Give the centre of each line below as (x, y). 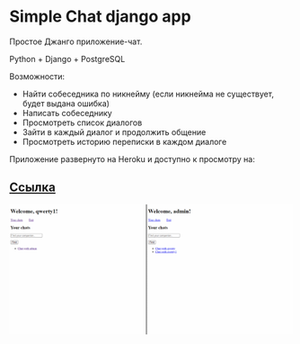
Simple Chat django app (100, 17)
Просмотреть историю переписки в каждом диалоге (124, 141)
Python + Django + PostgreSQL (67, 59)
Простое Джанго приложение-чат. (76, 41)
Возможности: (37, 76)
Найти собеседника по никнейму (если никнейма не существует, (148, 94)
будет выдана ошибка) (66, 103)
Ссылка (32, 188)
